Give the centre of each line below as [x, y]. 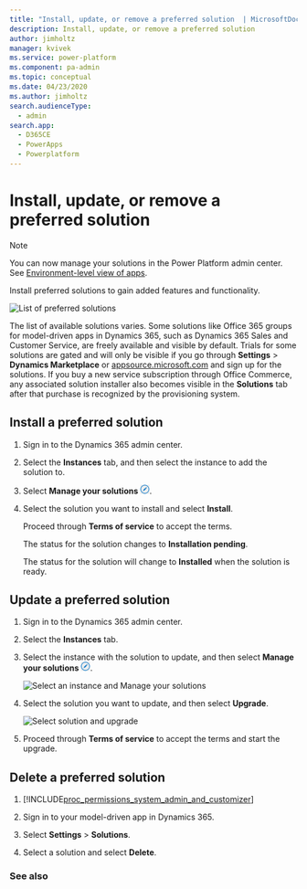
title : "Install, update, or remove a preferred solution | [128, 19]
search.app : [32, 125]
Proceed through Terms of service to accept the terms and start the [151, 739]
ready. [35, 571]
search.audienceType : [51, 106]
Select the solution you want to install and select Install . [128, 508]
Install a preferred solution [86, 423]
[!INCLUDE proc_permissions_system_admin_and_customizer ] [138, 799]
